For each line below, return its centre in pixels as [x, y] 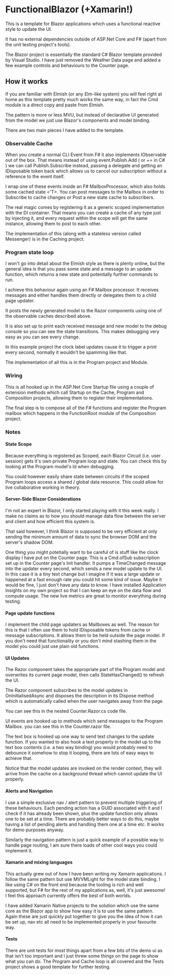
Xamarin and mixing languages [39, 862]
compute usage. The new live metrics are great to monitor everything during [86, 596]
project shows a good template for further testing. [58, 967]
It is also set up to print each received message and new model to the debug [86, 326]
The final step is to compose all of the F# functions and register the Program [86, 408]
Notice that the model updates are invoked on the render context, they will [84, 768]
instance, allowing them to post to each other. [53, 224]
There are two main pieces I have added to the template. [65, 130]
